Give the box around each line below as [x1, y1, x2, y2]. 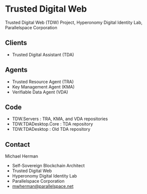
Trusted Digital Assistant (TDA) [12, 52, 74, 57]
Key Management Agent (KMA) [12, 84, 75, 89]
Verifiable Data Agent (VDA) [12, 89, 68, 95]
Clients [5, 39, 27, 47]
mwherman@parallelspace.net [12, 183, 74, 189]
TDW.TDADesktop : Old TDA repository [12, 126, 91, 132]
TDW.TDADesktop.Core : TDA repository [12, 121, 93, 127]
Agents [5, 66, 28, 74]
